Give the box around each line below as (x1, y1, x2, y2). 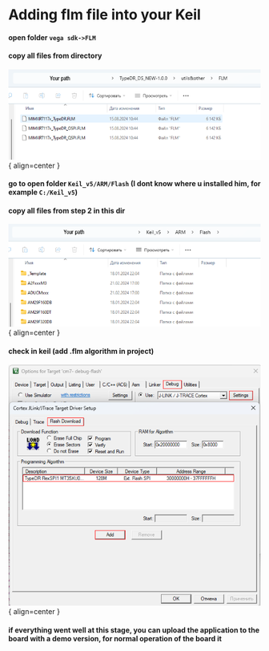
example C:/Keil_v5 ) (8, 187, 78, 197)
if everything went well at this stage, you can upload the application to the (8, 625, 260, 635)
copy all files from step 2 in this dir (8, 205, 126, 215)
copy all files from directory (8, 51, 102, 61)
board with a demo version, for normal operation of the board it (8, 633, 223, 643)
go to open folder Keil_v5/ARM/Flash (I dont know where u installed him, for (8, 179, 261, 189)
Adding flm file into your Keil (8, 6, 202, 24)
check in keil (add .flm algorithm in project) (8, 346, 155, 356)
